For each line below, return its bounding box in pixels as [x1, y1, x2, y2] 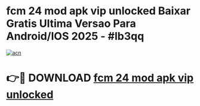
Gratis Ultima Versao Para [6, 17, 136, 30]
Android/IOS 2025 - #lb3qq [6, 30, 144, 43]
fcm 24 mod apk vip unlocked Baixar [6, 4, 191, 18]
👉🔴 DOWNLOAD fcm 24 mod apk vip [6, 71, 194, 85]
